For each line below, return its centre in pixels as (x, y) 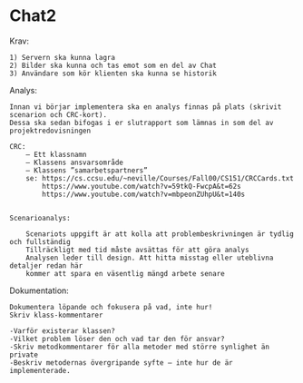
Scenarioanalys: (40, 218)
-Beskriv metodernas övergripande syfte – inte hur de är (121, 363)
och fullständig (40, 241)
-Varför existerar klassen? (63, 331)
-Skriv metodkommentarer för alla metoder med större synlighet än (140, 347)
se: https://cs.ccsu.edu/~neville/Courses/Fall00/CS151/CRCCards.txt (160, 178)
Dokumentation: (39, 290)
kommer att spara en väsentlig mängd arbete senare (125, 273)
